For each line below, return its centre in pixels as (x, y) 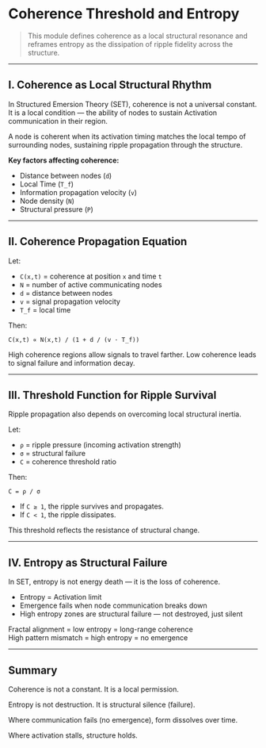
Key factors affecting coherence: (64, 160)
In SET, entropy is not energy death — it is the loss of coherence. (114, 582)
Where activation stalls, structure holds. (73, 735)
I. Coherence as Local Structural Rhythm (110, 85)
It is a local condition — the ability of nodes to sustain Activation (113, 113)
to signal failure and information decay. (72, 362)
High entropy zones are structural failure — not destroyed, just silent (131, 614)
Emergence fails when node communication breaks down (113, 606)
